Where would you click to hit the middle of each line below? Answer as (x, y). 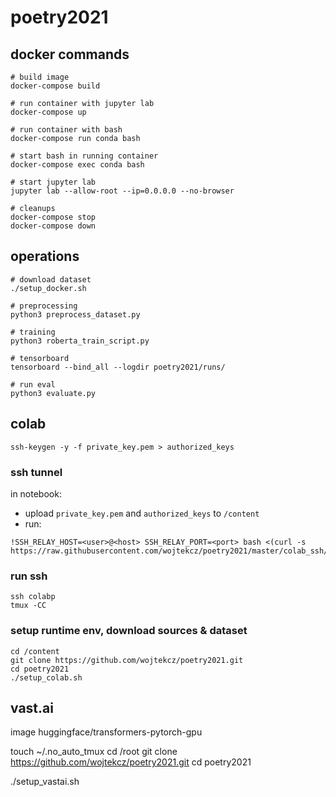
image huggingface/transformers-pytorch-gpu (106, 732)
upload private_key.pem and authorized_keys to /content (142, 513)
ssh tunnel (36, 472)
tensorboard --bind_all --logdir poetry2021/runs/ (118, 367)
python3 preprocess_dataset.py (75, 314)
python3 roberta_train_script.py (80, 341)
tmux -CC (28, 606)
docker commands (70, 54)
